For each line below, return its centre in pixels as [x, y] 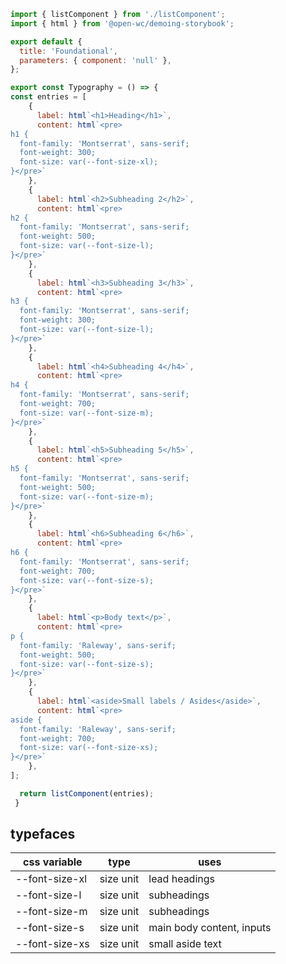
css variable [53, 862]
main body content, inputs [210, 928]
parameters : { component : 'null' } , [95, 60]
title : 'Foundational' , [68, 51]
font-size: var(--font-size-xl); [89, 162]
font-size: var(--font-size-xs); [89, 748]
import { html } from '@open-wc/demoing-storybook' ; [122, 23]
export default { [46, 41]
